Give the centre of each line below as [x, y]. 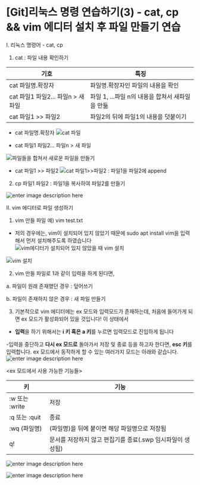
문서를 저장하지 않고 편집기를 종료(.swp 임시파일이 [116, 440]
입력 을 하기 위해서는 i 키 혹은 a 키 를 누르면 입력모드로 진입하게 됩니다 [94, 331]
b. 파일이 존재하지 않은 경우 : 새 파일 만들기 [56, 299]
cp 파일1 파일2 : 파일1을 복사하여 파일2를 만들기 [70, 183]
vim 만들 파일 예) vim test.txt [49, 220]
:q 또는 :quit [25, 417]
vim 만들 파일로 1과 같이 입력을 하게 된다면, [65, 273]
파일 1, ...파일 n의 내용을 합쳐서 [131, 96]
